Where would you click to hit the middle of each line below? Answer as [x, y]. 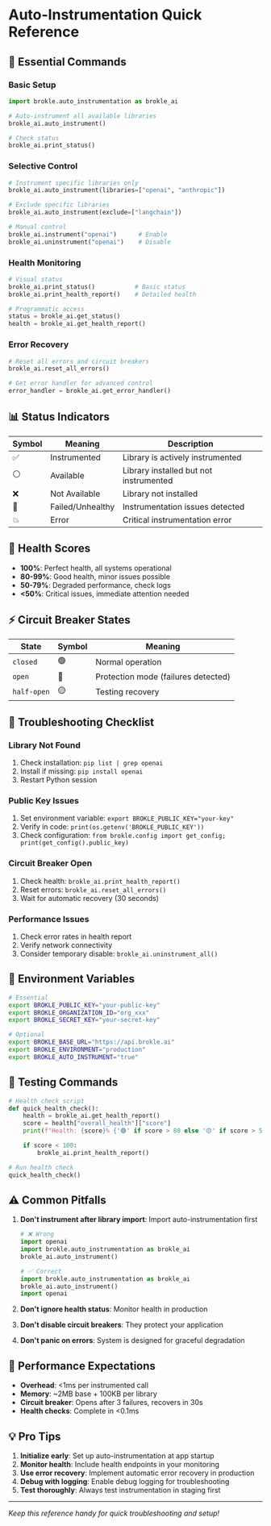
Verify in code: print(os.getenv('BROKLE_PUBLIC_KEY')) [112, 827]
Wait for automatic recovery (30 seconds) [90, 898]
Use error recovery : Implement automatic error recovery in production [137, 1473]
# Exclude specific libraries [59, 205]
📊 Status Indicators [59, 417]
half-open [31, 692]
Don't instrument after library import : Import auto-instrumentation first [139, 1220]
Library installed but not [167, 470]
